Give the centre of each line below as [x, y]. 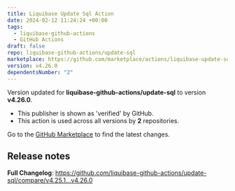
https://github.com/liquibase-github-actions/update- [131, 173]
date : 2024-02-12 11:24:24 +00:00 [58, 20]
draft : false [26, 46]
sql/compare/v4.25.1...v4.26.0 [50, 181]
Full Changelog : [30, 173]
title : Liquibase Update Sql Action [60, 14]
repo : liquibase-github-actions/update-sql [72, 53]
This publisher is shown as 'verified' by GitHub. [85, 113]
